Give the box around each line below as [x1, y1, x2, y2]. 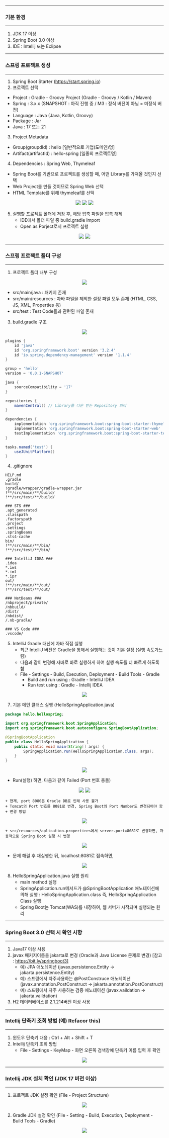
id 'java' [14, 343, 35, 348]
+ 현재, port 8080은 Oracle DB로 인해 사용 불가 [5, 799, 99, 804]
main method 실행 [20, 879, 57, 885]
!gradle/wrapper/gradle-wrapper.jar [5, 486, 82, 491]
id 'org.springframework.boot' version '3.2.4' [14, 347, 116, 353]
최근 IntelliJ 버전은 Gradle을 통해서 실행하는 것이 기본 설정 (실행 [20, 647, 146, 653]
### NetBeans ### [5, 596, 42, 601]
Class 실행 [20, 898, 41, 904]
